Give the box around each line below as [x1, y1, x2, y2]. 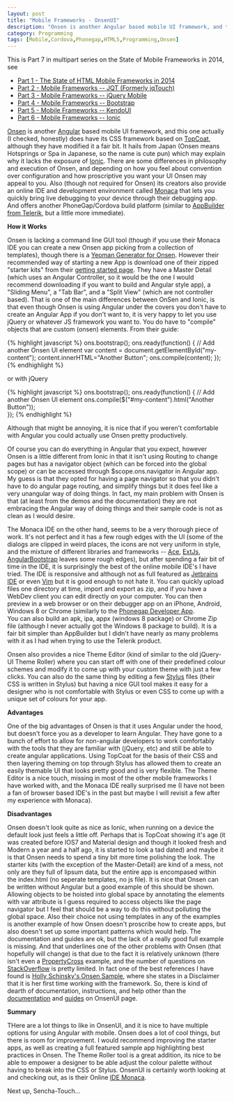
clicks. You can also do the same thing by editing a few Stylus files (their [7, 673, 215, 681]
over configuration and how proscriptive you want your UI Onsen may [7, 172, 208, 180]
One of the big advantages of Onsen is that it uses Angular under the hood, [7, 722, 223, 731]
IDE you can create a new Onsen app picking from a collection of [7, 243, 194, 252]
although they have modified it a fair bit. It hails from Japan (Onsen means [7, 142, 220, 150]
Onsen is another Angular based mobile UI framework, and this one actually [7, 127, 224, 136]
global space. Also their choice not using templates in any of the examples [7, 913, 221, 921]
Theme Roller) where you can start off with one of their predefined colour [15, 658, 226, 666]
